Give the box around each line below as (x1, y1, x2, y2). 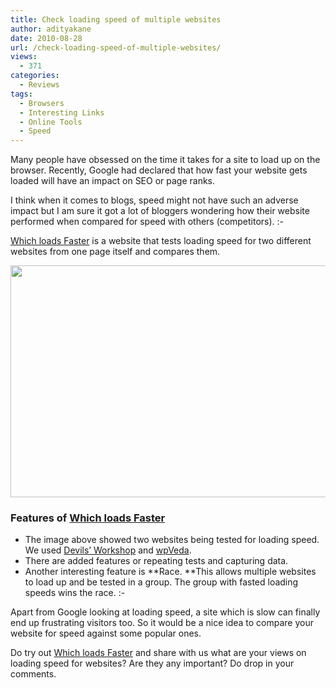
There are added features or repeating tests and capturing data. (24, 555, 289, 567)
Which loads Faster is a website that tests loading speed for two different (10, 235, 312, 247)
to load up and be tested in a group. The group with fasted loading (24, 576, 299, 588)
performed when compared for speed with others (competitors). (10, 216, 275, 228)
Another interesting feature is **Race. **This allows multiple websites (24, 566, 317, 578)
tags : (10, 89, 33, 99)
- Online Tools (19, 117, 83, 127)
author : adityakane (10, 24, 92, 34)
